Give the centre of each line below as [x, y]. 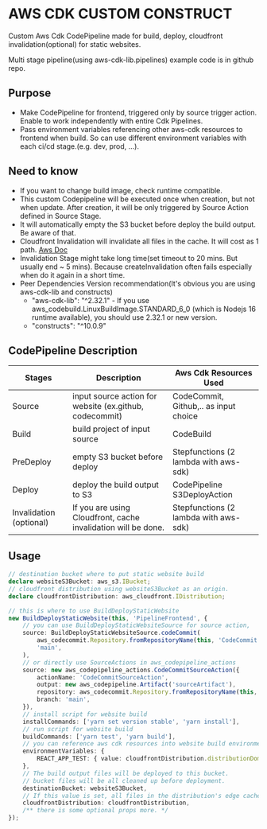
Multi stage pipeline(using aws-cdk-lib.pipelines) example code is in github [131, 60]
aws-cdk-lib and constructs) [66, 292]
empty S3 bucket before [118, 457]
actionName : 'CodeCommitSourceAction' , [103, 677]
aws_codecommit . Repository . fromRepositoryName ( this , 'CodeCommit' [149, 640]
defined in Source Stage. [60, 216]
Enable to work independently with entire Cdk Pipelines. [111, 121]
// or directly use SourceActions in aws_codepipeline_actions [130, 662]
